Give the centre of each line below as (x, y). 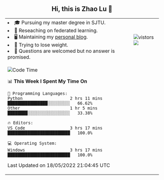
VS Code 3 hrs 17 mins (55, 128)
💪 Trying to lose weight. (41, 45)
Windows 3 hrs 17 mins (55, 150)
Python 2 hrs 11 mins (55, 98)
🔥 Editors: (20, 123)
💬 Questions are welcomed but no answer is (65, 51)
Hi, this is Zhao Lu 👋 (82, 9)
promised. (19, 57)
